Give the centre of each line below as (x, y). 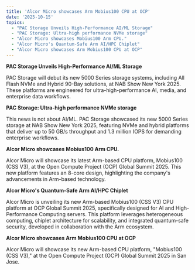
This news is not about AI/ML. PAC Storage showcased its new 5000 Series (97, 119)
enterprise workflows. (32, 138)
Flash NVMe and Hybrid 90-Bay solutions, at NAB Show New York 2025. (94, 84)
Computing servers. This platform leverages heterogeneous (111, 214)
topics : (16, 22)
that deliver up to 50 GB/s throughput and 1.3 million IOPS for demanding (94, 131)
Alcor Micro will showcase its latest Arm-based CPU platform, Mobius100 (95, 160)
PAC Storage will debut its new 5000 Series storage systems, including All (95, 77)
